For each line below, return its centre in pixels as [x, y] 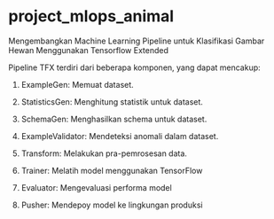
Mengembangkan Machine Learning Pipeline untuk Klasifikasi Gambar [137, 41]
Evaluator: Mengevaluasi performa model [96, 187]
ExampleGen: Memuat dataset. [77, 84]
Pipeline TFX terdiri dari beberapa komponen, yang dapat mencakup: [134, 67]
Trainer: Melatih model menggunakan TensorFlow [112, 170]
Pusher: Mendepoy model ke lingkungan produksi [112, 205]
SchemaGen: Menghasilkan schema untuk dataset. [114, 119]
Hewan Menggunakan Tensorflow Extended [89, 50]
